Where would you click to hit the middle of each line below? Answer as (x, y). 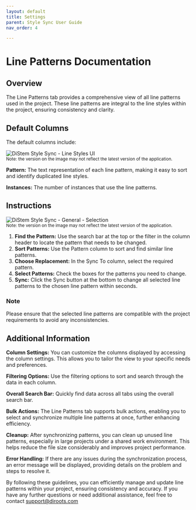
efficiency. (19, 424)
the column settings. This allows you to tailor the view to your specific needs (98, 358)
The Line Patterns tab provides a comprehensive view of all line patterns (93, 98)
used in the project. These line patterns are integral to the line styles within (96, 103)
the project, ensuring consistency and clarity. (61, 110)
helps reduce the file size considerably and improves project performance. (96, 447)
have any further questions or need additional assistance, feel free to (89, 495)
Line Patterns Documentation (79, 62)
